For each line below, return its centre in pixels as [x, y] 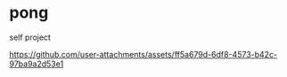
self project [30, 37]
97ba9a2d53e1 [37, 64]
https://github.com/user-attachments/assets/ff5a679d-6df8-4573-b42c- [143, 54]
